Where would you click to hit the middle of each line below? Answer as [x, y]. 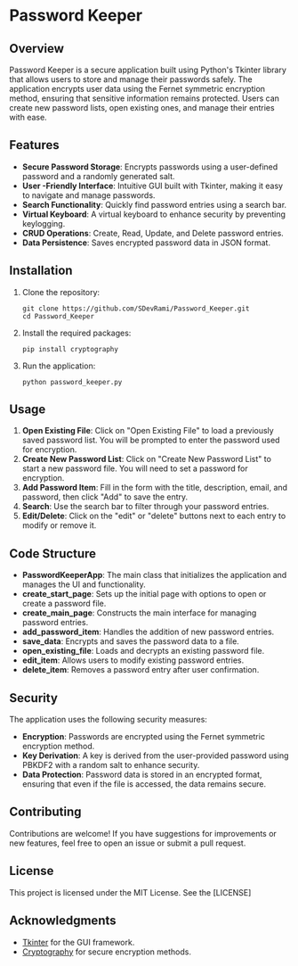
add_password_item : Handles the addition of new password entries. [148, 632]
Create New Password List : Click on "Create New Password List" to [146, 459]
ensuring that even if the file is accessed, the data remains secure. [144, 784]
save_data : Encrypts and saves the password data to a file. [131, 641]
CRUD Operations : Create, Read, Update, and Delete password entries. [153, 233]
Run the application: [59, 366]
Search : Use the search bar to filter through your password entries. [145, 507]
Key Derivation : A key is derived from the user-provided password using [155, 755]
